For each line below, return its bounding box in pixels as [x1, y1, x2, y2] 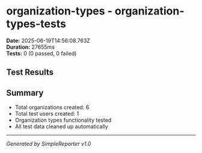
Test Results [6, 67, 54, 78]
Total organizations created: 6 [14, 104, 90, 111]
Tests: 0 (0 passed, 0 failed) [6, 49, 77, 57]
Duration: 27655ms [6, 43, 55, 51]
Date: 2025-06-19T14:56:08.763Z [6, 37, 90, 44]
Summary [6, 87, 44, 98]
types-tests [6, 17, 66, 31]
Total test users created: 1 [14, 110, 79, 117]
